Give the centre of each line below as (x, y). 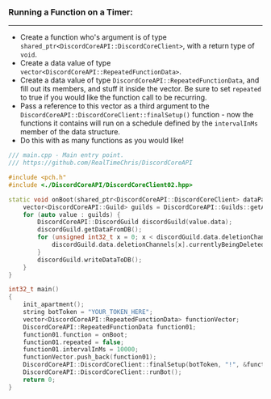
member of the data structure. (70, 132)
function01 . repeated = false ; (74, 342)
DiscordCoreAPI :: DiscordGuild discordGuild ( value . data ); (135, 222)
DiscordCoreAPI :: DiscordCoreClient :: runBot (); (102, 372)
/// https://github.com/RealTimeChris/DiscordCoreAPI (101, 163)
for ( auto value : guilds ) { (72, 214)
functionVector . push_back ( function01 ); (90, 357)
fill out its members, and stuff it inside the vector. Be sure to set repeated (141, 89)
